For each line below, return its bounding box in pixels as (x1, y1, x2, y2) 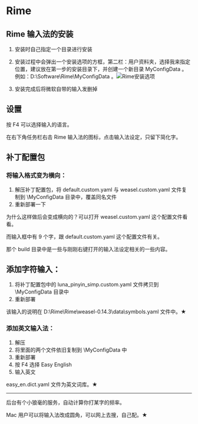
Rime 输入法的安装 (6, 29, 74, 39)
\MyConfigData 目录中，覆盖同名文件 (26, 193, 117, 201)
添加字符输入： (6, 264, 61, 274)
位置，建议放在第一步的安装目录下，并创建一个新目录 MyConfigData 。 (14, 66, 187, 72)
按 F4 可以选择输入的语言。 (6, 121, 72, 128)
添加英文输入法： (6, 325, 55, 333)
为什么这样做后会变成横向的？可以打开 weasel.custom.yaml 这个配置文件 (6, 213, 183, 220)
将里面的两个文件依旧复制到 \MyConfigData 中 (14, 346, 127, 353)
